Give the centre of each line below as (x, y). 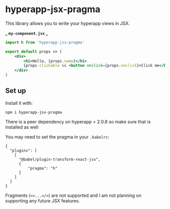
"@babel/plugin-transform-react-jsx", (59, 159)
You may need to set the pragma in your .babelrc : (57, 137)
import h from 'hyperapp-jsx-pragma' (45, 42)
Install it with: (19, 103)
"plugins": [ (24, 150)
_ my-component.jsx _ (27, 33)
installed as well (22, 127)
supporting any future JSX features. (42, 200)
